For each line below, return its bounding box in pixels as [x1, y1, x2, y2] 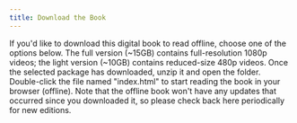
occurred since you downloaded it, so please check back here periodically [9, 95, 285, 106]
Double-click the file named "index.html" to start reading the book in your [9, 75, 281, 86]
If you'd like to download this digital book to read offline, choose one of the [9, 38, 287, 48]
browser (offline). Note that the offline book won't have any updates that [9, 85, 276, 96]
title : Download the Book [9, 13, 106, 22]
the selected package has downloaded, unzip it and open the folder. [9, 66, 261, 77]
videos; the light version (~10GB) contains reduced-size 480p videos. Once [9, 57, 289, 67]
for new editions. [9, 104, 72, 115]
